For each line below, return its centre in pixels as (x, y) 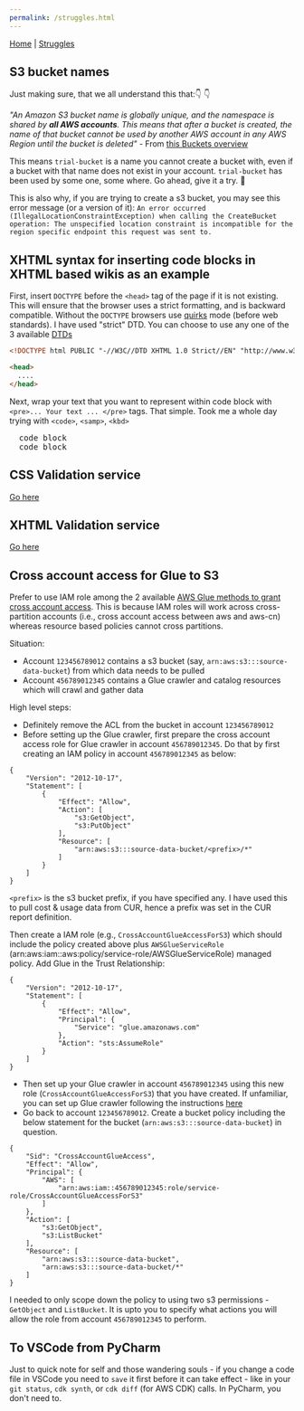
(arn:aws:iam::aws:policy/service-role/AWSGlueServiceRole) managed (141, 954)
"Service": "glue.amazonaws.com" (137, 1027)
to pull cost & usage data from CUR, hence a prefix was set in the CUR (140, 908)
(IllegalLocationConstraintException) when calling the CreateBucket (143, 217)
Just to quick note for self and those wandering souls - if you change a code (152, 1369)
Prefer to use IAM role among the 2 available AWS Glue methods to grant (145, 597)
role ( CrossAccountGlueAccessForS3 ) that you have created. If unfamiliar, (155, 1094)
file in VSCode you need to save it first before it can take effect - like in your (150, 1379)
